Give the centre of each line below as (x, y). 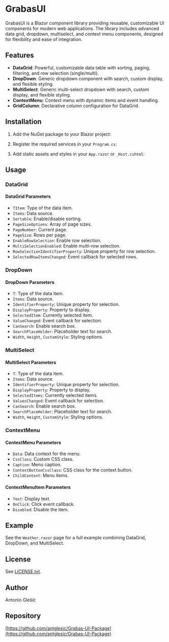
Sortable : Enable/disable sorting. (47, 219)
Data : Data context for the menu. (47, 454)
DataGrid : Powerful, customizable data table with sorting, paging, (81, 67)
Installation (23, 122)
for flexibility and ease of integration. (44, 39)
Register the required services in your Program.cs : (65, 144)
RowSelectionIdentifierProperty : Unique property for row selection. (84, 251)
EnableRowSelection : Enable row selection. (57, 241)
